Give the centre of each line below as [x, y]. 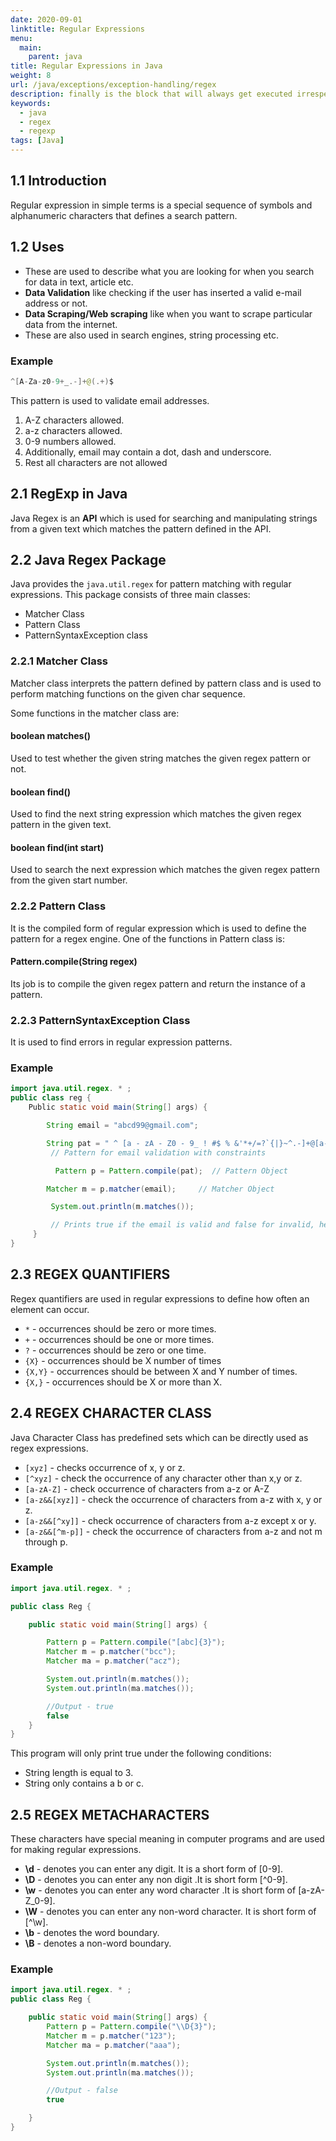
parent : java [55, 57]
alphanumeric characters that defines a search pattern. [124, 215]
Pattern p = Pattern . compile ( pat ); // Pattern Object [171, 1171]
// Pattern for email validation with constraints [158, 1152]
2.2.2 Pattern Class [58, 906]
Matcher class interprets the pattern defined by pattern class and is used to [166, 683]
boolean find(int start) [57, 847]
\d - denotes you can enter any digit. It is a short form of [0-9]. [153, 1869]
